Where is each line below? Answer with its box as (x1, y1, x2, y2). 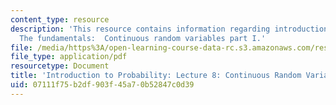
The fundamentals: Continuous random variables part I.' (19, 33, 267, 43)
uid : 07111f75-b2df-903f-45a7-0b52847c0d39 (10, 80, 195, 90)
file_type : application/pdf (10, 52, 128, 62)
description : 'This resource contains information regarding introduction (10, 24, 329, 34)
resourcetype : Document (10, 61, 110, 71)
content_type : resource (10, 14, 110, 25)
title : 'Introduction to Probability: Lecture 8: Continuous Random (10, 71, 302, 81)
